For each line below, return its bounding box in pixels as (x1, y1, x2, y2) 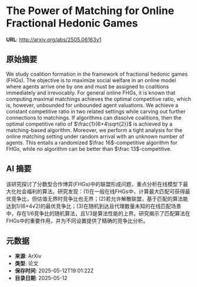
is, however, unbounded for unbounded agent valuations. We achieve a (6, 102, 179, 109)
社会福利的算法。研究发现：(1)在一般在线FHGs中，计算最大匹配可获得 (16, 188, 185, 195)
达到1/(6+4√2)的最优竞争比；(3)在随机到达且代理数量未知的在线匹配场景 (6, 202, 182, 210)
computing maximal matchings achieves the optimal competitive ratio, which (6, 95, 192, 102)
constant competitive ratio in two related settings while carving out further (6, 107, 186, 115)
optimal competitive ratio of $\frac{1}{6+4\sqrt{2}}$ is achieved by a (6, 120, 173, 127)
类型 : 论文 (14, 260, 39, 267)
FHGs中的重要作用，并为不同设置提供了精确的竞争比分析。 (6, 217, 149, 224)
